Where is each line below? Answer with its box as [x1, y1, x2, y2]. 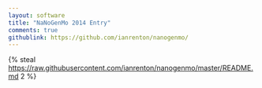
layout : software [8, 11, 65, 20]
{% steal [8, 55, 36, 64]
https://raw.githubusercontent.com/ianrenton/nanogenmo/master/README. [8, 64, 254, 73]
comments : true [8, 26, 58, 34]
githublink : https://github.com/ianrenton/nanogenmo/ [8, 33, 189, 42]
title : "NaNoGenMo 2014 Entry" [8, 19, 111, 27]
